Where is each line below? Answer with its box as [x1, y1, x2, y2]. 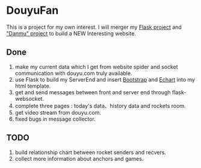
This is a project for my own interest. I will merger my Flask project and [6, 23, 182, 31]
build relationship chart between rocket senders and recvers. [14, 148, 167, 156]
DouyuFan [6, 4, 59, 17]
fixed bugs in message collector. [14, 115, 96, 122]
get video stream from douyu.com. [14, 109, 101, 116]
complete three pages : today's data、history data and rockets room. [14, 102, 186, 109]
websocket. [14, 95, 44, 102]
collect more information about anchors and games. [14, 155, 144, 162]
